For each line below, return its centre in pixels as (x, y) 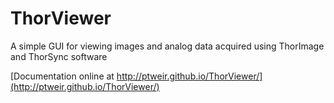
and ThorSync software (59, 56)
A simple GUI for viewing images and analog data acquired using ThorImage (167, 46)
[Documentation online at (62, 76)
